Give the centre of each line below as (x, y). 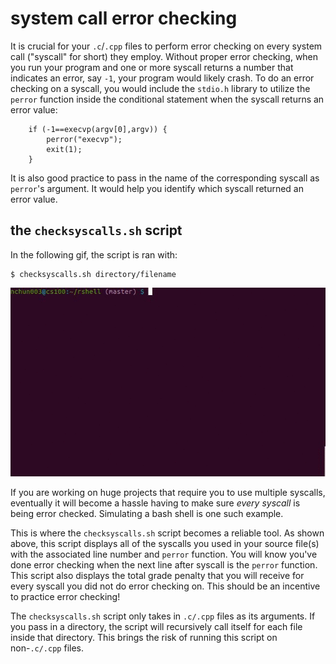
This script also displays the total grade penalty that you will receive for (157, 576)
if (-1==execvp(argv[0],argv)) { (98, 129)
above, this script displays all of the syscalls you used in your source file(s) (165, 544)
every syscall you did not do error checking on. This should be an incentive (165, 586)
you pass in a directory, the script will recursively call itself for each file (156, 627)
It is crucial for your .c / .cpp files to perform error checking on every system (166, 46)
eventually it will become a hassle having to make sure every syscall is (155, 503)
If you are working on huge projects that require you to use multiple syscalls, (168, 493)
